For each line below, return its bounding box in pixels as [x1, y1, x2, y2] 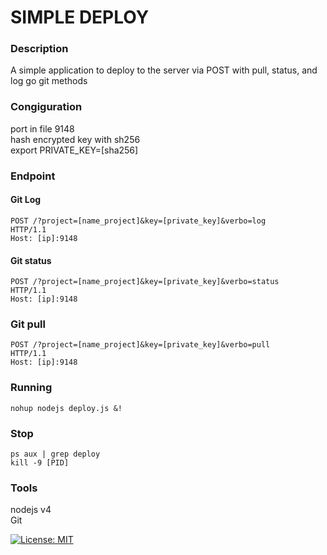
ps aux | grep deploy [10, 449, 101, 459]
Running [10, 381, 53, 395]
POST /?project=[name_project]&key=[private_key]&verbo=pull [10, 340, 271, 350]
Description [10, 42, 69, 56]
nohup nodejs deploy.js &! [10, 403, 123, 413]
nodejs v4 [10, 504, 52, 516]
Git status [10, 254, 52, 266]
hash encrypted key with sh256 [10, 133, 141, 145]
